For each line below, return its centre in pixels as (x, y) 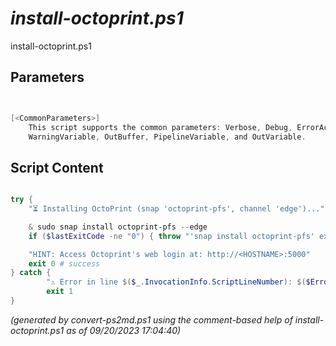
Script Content (57, 167)
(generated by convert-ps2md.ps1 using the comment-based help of (151, 319)
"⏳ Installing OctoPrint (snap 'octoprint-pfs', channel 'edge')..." (176, 209)
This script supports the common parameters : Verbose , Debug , (160, 127)
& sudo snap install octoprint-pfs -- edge (118, 227)
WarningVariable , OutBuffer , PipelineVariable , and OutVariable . (167, 137)
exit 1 (60, 292)
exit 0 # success (64, 263)
